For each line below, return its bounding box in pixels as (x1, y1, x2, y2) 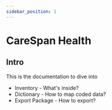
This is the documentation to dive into (6, 73, 98, 80)
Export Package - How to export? (14, 96, 96, 104)
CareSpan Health (6, 34, 91, 47)
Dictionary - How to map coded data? (14, 91, 106, 98)
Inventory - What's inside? (14, 84, 79, 91)
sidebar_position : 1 (6, 8, 57, 15)
